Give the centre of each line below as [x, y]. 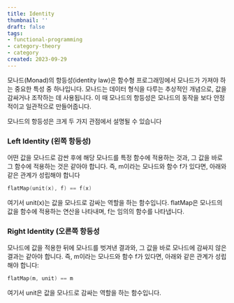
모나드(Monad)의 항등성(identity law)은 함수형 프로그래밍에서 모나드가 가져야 [113, 80]
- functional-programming [45, 40]
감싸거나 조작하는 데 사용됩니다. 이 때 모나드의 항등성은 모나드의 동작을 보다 [110, 97]
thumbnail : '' [28, 20]
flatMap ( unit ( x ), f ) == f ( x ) [50, 189]
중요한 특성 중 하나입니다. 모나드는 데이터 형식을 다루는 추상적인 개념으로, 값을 [120, 89]
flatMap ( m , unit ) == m [40, 279]
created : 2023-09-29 [37, 59]
